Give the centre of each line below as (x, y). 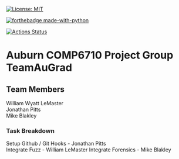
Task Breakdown (30, 130)
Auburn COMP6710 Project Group (90, 55)
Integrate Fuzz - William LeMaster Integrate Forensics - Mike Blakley (89, 150)
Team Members (35, 89)
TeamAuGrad (39, 68)
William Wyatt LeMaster (35, 103)
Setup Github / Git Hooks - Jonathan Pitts (56, 144)
